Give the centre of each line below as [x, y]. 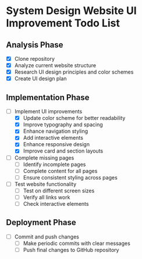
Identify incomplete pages [54, 164]
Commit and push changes [47, 236]
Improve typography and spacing [63, 125]
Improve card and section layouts [63, 151]
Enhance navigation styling [56, 131]
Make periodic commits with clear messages [77, 243]
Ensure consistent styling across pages [70, 177]
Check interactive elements [56, 203]
